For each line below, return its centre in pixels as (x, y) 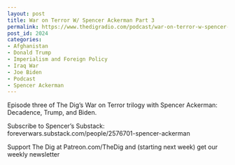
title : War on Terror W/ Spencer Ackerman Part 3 (81, 20)
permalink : (23, 27)
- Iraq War (23, 66)
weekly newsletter (34, 155)
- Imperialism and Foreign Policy (58, 59)
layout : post (26, 14)
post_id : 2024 (28, 33)
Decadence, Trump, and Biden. (52, 113)
